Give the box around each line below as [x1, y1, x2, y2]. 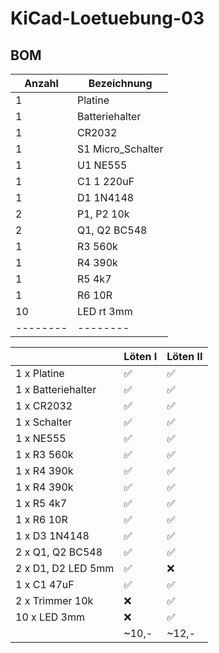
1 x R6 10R [15, 513, 68, 526]
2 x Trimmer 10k [15, 594, 94, 607]
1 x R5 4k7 [15, 497, 68, 510]
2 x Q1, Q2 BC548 [15, 545, 103, 559]
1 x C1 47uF [15, 578, 75, 591]
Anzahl [24, 77, 59, 90]
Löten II [166, 350, 203, 363]
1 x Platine [15, 367, 65, 380]
